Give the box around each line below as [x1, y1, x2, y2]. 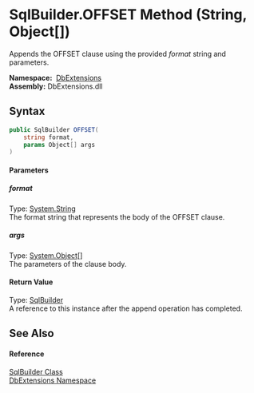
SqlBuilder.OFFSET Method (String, [9, 6, 247, 24]
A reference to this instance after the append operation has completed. [9, 304, 243, 313]
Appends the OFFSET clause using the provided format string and [9, 49, 227, 58]
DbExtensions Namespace [9, 375, 97, 385]
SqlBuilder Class [9, 367, 63, 376]
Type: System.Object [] [9, 250, 83, 260]
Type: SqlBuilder [9, 295, 63, 304]
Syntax [9, 105, 46, 118]
